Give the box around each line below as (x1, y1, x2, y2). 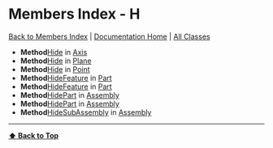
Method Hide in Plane (19, 56, 92, 66)
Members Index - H (8, 5, 141, 23)
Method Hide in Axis (19, 47, 88, 57)
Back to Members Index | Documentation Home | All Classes (8, 32, 210, 41)
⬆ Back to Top (8, 130, 59, 140)
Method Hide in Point (19, 64, 91, 74)
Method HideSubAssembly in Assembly (19, 107, 152, 117)
